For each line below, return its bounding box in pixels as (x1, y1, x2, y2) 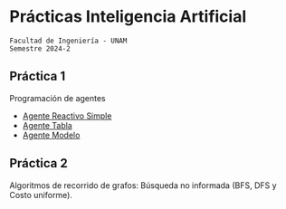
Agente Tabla (22, 119, 72, 130)
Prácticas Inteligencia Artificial (9, 6, 247, 27)
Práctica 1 (9, 69, 66, 84)
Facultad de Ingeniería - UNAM (9, 36, 128, 45)
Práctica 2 (9, 156, 68, 171)
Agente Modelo (22, 129, 81, 140)
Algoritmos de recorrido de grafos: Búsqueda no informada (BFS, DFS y (9, 179, 278, 191)
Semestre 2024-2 (9, 43, 71, 53)
